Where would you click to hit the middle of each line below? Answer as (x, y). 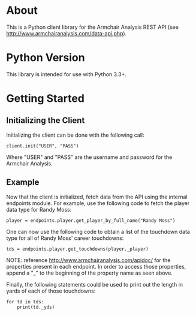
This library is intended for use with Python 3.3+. (67, 74)
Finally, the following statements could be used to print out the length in (95, 284)
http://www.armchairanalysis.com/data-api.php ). (67, 33)
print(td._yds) (36, 307)
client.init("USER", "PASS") (43, 146)
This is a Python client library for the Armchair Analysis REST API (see (92, 27)
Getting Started (46, 99)
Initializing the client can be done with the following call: (75, 135)
